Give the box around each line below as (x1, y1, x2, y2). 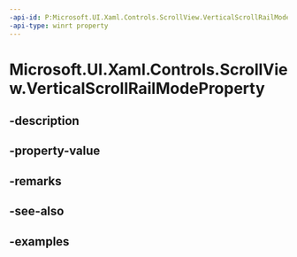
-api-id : (9, 12, 42, 22)
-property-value (9, 144, 101, 159)
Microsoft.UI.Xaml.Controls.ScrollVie (9, 59, 288, 80)
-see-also (9, 204, 65, 219)
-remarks (9, 174, 62, 189)
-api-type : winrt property (9, 21, 109, 30)
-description (9, 113, 80, 128)
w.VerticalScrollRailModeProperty (9, 78, 265, 98)
